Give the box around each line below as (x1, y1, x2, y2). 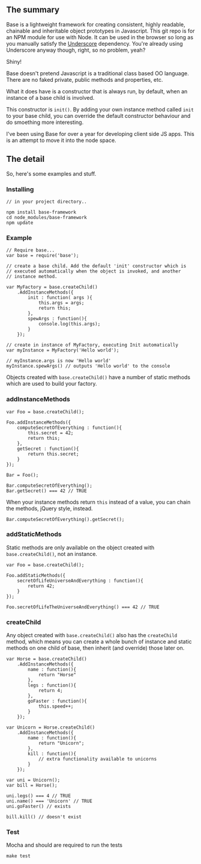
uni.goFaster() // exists (6, 803, 71, 810)
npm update (6, 220, 34, 226)
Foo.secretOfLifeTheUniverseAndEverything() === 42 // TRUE (6, 604, 160, 610)
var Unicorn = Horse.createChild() (6, 724, 95, 730)
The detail (6, 154, 45, 164)
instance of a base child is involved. (6, 94, 95, 101)
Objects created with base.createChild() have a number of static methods (6, 374, 191, 381)
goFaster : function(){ (28, 698, 87, 705)
